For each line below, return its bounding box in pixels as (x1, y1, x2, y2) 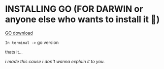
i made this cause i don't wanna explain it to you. (5, 58, 105, 64)
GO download (5, 30, 33, 36)
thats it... (5, 49, 23, 55)
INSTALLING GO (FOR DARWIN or (5, 3, 143, 15)
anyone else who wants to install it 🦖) (5, 14, 160, 25)
